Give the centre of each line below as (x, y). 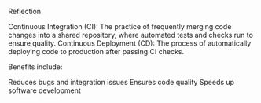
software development (44, 90)
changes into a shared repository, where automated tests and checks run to (131, 35)
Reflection (25, 11)
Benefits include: (35, 67)
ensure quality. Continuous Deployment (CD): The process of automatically (130, 43)
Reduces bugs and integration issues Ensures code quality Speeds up (121, 82)
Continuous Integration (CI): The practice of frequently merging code (120, 26)
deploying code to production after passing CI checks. (96, 51)
